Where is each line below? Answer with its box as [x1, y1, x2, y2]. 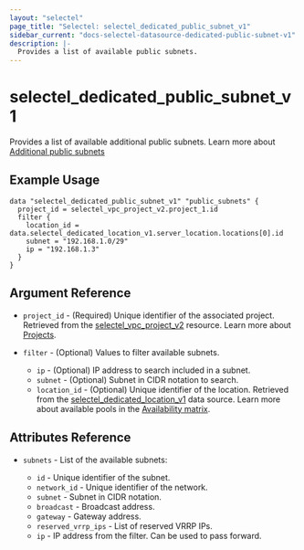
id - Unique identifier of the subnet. [36, 471, 171, 482]
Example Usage [9, 173, 100, 188]
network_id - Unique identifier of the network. [36, 481, 208, 492]
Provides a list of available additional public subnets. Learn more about [9, 136, 276, 147]
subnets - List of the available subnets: [22, 454, 168, 465]
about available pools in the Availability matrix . [36, 403, 211, 414]
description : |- [9, 38, 71, 48]
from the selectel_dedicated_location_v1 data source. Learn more [36, 394, 281, 405]
